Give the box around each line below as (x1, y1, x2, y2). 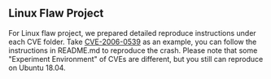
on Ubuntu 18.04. (8, 63, 67, 72)
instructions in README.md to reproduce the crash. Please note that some (8, 45, 258, 55)
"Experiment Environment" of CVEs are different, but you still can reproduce (8, 54, 264, 64)
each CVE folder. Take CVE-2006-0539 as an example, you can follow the (8, 37, 257, 46)
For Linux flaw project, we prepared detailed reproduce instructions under (8, 28, 256, 37)
